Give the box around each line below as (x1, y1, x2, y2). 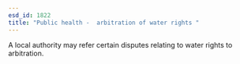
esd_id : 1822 (8, 11, 51, 20)
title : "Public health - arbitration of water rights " (8, 19, 200, 27)
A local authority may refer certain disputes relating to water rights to (8, 40, 233, 49)
